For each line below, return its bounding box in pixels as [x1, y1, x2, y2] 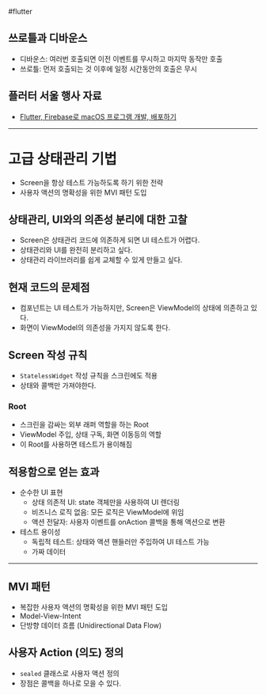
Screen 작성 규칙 [8, 348, 88, 362]
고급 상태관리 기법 [8, 150, 117, 168]
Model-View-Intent [19, 611, 82, 621]
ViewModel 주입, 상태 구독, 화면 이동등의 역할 [19, 430, 162, 439]
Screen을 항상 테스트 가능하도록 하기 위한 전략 [19, 177, 164, 187]
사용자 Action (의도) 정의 [8, 646, 124, 659]
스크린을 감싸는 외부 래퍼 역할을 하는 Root [19, 420, 149, 430]
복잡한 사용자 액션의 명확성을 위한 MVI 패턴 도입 [19, 602, 169, 612]
